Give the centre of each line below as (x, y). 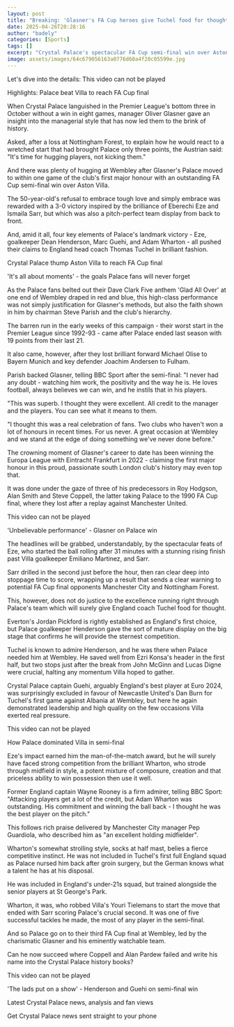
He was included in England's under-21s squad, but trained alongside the (112, 884)
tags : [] (20, 46)
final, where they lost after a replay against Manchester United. (97, 503)
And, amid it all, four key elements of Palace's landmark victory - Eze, (107, 234)
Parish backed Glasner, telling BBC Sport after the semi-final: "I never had (113, 375)
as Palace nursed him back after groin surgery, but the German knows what (116, 863)
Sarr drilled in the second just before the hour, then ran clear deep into (108, 572)
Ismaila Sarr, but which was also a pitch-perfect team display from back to (114, 213)
